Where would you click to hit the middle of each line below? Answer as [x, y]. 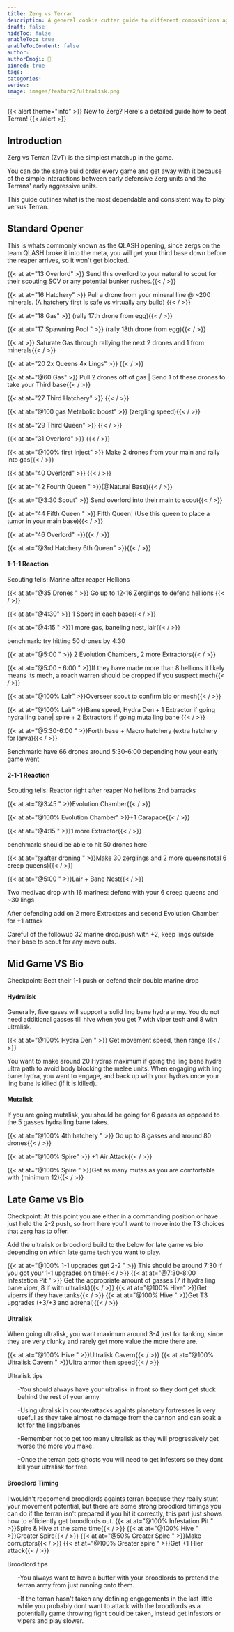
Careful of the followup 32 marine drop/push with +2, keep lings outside [111, 935]
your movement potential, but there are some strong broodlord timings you [114, 1506]
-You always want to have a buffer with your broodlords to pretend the [118, 1578]
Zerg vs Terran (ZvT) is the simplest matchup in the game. [91, 157]
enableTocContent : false [43, 46]
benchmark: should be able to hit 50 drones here [77, 845]
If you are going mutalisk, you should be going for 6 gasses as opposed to [114, 1115]
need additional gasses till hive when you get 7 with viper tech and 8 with [112, 1020]
